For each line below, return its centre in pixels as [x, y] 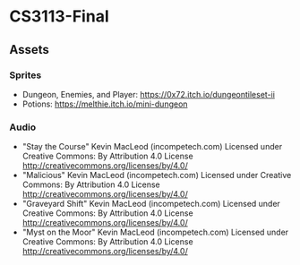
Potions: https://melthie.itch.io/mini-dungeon [105, 104]
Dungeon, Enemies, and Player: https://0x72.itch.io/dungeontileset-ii [149, 94]
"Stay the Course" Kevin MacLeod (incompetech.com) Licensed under [152, 147]
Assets [29, 50]
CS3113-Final [59, 17]
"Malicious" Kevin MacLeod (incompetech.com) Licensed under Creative [157, 175]
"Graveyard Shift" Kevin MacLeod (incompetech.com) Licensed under [151, 204]
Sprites [26, 75]
